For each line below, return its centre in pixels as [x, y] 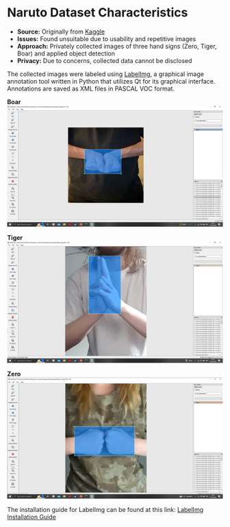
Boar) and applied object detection [66, 53]
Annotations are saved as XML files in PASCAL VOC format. [91, 88]
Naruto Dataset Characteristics [98, 13]
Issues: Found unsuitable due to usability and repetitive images [106, 38]
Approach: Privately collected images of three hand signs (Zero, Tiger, [117, 46]
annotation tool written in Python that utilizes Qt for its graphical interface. [111, 81]
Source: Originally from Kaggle [61, 32]
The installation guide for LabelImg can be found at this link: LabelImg [105, 510]
